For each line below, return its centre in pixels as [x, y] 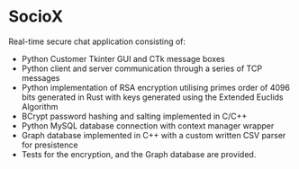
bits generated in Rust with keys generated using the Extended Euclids [152, 97]
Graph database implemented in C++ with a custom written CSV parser [154, 135]
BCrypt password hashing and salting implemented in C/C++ [134, 116]
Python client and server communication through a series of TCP [142, 68]
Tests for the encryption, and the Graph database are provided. [139, 154]
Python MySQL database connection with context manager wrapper [148, 125]
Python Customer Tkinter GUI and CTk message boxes [123, 58]
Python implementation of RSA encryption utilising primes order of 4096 [155, 87]
